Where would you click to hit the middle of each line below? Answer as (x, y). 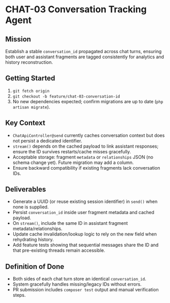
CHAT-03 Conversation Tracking (76, 9)
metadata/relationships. (37, 229)
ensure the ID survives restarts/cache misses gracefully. (72, 151)
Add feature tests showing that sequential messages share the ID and (86, 245)
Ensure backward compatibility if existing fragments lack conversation (86, 168)
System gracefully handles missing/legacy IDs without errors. (77, 284)
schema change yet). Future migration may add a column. (73, 162)
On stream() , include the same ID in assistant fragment (70, 223)
